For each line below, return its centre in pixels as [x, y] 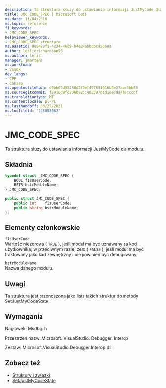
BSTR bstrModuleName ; [36, 185]
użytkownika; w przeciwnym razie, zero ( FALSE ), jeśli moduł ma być [75, 249]
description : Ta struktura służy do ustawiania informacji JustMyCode [79, 10]
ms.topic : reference [26, 23]
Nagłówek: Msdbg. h [26, 329]
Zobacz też [23, 363]
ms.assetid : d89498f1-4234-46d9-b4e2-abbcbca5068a [58, 46]
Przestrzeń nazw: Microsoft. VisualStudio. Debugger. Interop [67, 338]
